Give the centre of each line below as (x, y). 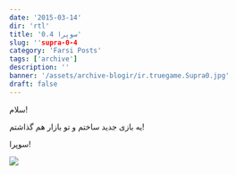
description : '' (39, 68)
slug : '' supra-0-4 (43, 42)
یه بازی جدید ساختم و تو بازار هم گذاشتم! (77, 127)
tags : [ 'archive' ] (43, 59)
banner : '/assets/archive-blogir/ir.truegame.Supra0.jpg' (119, 76)
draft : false (34, 84)
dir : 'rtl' (29, 26)
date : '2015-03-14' (46, 17)
